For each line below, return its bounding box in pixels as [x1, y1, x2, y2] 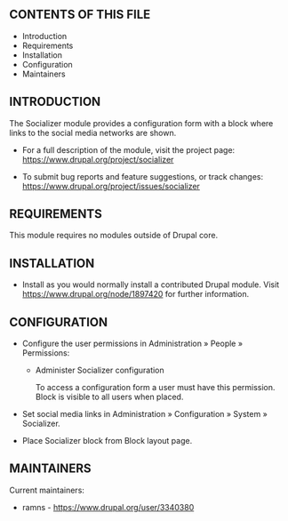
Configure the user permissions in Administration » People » [21, 338, 243, 349]
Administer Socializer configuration [35, 365, 164, 376]
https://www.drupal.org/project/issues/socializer [21, 180, 200, 191]
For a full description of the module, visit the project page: [21, 144, 236, 155]
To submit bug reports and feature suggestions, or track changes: [21, 171, 264, 181]
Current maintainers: [9, 485, 84, 495]
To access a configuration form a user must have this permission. [35, 382, 276, 393]
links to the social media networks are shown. [9, 127, 177, 138]
